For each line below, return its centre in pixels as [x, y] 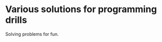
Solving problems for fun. [32, 34]
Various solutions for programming [81, 9]
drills [16, 20]
